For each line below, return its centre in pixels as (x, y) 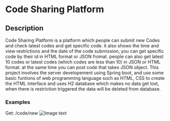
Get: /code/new (22, 113)
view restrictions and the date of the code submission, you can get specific (85, 51)
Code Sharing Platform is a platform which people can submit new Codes (83, 40)
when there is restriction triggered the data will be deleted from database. (83, 89)
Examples (18, 102)
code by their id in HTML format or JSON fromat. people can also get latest (84, 56)
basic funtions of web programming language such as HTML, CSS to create (85, 78)
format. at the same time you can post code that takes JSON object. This (82, 67)
